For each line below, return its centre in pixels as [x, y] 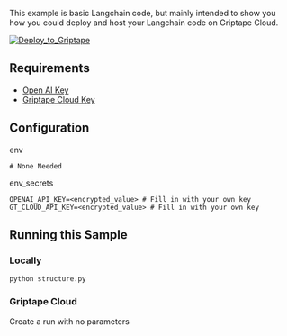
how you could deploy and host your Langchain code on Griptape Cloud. [144, 23]
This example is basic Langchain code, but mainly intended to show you [143, 13]
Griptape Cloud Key [59, 99]
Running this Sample [68, 235]
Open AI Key [45, 90]
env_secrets [31, 183]
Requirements [49, 68]
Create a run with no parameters [70, 321]
